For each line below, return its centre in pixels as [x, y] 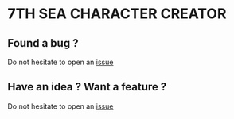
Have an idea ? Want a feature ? [87, 87]
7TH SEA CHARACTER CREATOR [117, 14]
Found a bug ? [43, 43]
